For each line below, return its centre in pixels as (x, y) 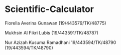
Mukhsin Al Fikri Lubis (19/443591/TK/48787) (52, 32)
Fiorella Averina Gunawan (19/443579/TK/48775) (55, 23)
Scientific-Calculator (49, 9)
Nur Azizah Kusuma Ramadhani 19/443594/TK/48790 (60, 42)
